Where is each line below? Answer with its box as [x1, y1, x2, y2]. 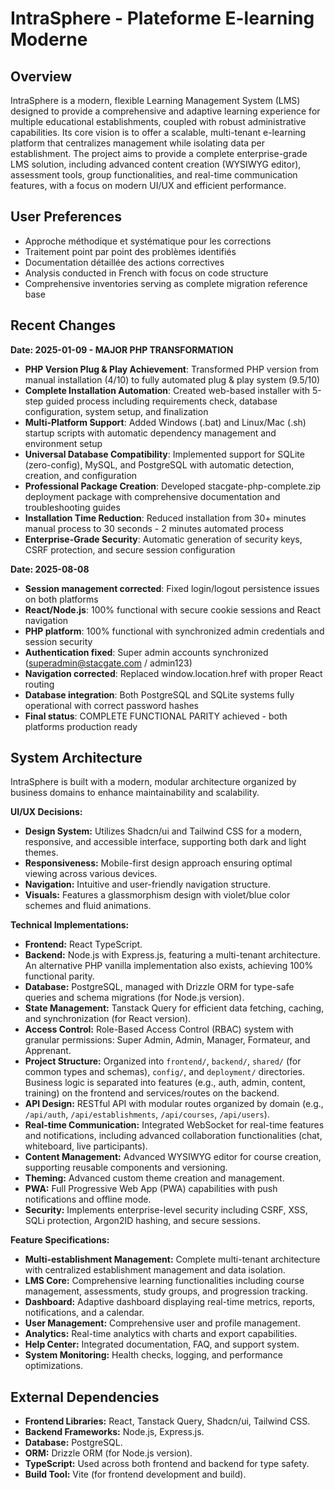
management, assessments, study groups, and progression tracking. [24, 1285, 308, 1297]
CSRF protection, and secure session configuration [24, 543, 236, 556]
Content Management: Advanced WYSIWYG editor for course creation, [24, 1151, 322, 1163]
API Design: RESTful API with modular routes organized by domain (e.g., [24, 1098, 324, 1110]
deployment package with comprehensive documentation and [24, 490, 281, 502]
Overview [10, 68, 73, 85]
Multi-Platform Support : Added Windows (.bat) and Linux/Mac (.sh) [24, 416, 307, 428]
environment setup [24, 437, 103, 449]
